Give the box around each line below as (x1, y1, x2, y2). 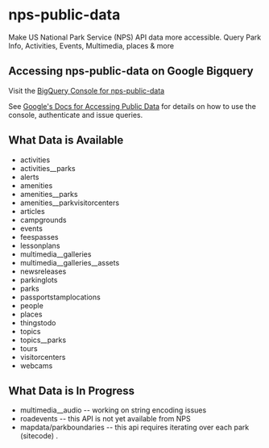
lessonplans (19, 241, 60, 250)
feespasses (19, 232, 59, 241)
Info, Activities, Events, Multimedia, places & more (8, 40, 175, 50)
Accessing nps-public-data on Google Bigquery (8, 65, 254, 78)
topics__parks (19, 335, 67, 345)
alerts (19, 172, 39, 182)
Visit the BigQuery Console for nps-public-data (8, 86, 165, 95)
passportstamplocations (19, 292, 101, 302)
